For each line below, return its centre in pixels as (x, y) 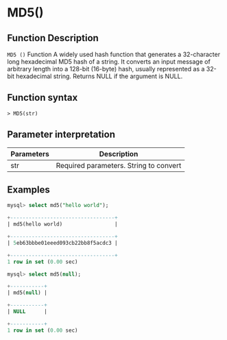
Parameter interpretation (61, 135)
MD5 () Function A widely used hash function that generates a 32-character (114, 54)
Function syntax (43, 98)
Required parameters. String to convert (119, 165)
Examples (28, 190)
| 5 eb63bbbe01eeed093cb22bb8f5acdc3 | (62, 243)
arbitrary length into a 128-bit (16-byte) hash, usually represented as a (106, 69)
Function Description (53, 38)
